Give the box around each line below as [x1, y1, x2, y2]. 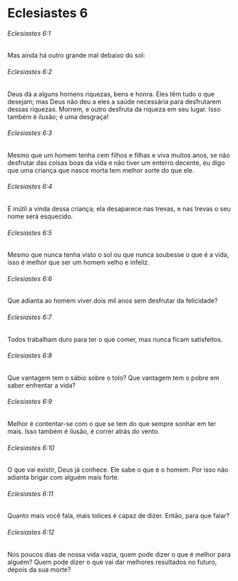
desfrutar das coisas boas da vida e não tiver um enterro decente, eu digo [7, 158, 225, 167]
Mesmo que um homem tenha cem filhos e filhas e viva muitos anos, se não [7, 151, 230, 159]
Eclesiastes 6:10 [7, 443, 55, 452]
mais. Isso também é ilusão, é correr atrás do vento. [7, 427, 160, 436]
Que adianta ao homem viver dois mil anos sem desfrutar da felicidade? [7, 296, 218, 305]
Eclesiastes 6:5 [7, 228, 52, 237]
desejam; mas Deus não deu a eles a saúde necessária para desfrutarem [7, 97, 222, 106]
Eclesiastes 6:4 [7, 182, 53, 191]
